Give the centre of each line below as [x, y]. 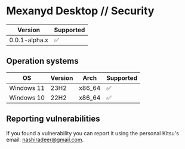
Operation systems [42, 61]
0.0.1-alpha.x [29, 40]
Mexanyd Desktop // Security [80, 11]
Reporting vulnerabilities [53, 119]
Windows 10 [27, 98]
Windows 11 [27, 88]
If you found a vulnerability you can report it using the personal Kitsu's [92, 133]
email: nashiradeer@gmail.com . [45, 139]
